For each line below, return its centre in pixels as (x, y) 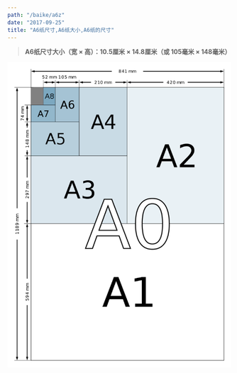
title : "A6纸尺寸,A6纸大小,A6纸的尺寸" (61, 30)
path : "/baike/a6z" (36, 15)
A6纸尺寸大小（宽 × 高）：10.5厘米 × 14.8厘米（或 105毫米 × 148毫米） (128, 52)
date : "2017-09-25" (36, 22)
